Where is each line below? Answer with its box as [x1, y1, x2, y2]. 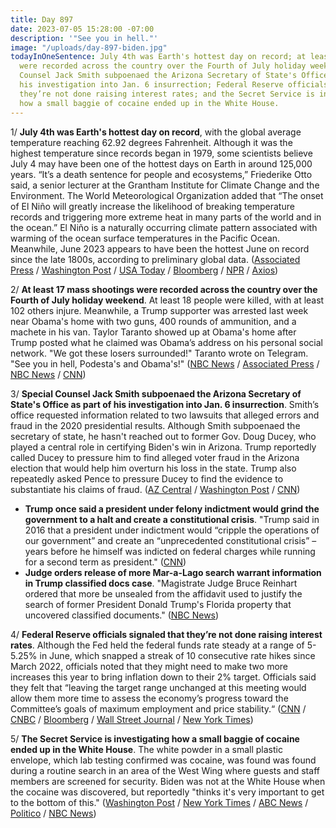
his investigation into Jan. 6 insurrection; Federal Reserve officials [19, 80, 329, 90]
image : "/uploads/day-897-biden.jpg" [10, 42, 168, 53]
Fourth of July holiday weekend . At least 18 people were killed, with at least [10, 294, 325, 306]
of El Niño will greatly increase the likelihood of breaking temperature [10, 200, 295, 212]
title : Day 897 [10, 14, 74, 25]
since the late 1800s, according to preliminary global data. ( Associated [10, 253, 301, 265]
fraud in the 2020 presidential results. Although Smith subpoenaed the [10, 419, 301, 431]
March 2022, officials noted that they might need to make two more [10, 660, 289, 672]
